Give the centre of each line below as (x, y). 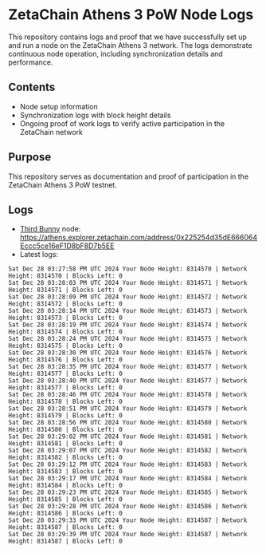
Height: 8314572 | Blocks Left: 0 (66, 304)
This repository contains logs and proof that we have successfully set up (127, 37)
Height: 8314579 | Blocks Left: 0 (66, 416)
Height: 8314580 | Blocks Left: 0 (66, 430)
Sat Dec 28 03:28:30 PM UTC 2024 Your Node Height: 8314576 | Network (128, 353)
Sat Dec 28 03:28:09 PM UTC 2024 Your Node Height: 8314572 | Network (128, 297)
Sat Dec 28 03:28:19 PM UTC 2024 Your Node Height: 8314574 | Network (128, 325)
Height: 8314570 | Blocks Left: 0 (66, 276)
